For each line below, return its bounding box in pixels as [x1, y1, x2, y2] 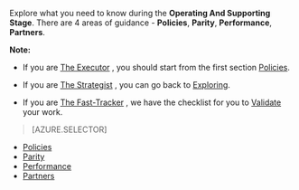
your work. [22, 107, 63, 117]
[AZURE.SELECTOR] [31, 124, 107, 135]
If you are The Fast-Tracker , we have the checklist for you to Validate [22, 97, 282, 108]
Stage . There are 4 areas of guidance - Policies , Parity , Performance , [9, 17, 273, 28]
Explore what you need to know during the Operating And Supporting [9, 8, 271, 18]
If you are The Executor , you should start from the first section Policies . [22, 62, 291, 72]
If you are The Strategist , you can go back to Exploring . [22, 80, 230, 90]
